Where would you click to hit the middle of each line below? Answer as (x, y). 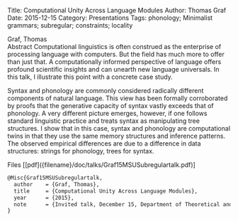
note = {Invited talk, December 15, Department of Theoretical (117, 204)
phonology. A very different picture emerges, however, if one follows (107, 113)
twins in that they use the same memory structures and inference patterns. (116, 136)
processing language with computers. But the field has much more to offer (116, 54)
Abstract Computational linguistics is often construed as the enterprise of (114, 47)
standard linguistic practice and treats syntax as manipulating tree (104, 121)
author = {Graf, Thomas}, (57, 184)
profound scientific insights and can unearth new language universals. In (113, 69)
